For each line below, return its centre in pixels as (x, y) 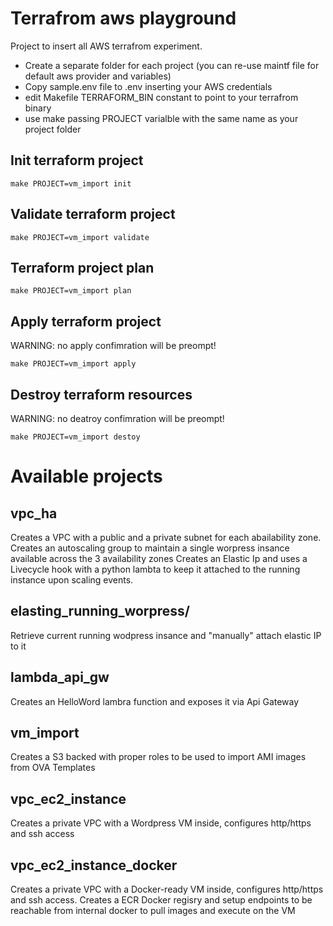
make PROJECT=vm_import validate (80, 237)
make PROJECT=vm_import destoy (75, 437)
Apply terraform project (86, 321)
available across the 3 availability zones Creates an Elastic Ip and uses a (159, 558)
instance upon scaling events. (72, 580)
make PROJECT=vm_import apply (73, 364)
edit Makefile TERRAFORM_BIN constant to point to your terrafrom (161, 97)
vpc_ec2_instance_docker (94, 865)
